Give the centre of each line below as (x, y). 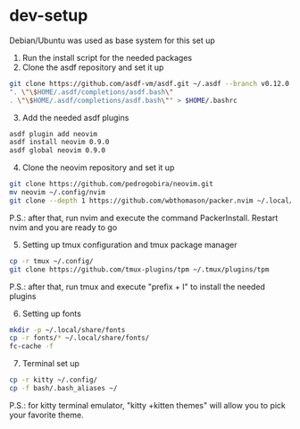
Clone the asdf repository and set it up (93, 67)
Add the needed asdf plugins (75, 117)
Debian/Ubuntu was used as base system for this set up (112, 40)
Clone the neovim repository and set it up (98, 167)
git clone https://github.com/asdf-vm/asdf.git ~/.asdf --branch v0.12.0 (150, 83)
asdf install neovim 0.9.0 (59, 142)
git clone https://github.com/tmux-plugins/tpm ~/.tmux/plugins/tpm (139, 270)
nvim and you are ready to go (63, 227)
